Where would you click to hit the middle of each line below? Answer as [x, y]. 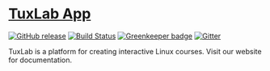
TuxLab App [50, 14]
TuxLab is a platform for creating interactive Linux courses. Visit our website [135, 51]
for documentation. [40, 60]
